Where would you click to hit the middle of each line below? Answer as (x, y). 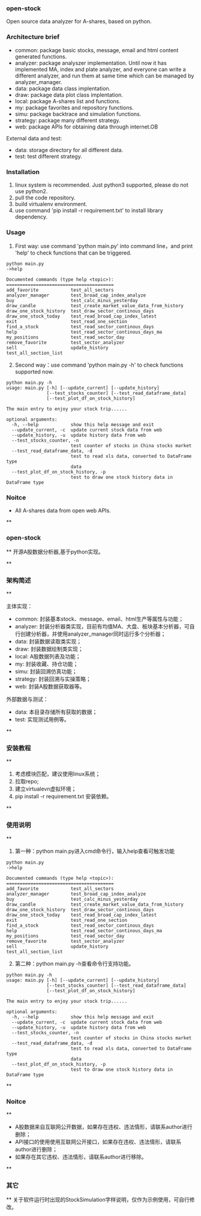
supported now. (34, 372)
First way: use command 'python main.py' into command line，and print (104, 246)
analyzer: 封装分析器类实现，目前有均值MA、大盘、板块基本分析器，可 (102, 627)
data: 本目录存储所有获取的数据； (56, 712)
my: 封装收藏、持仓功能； (46, 664)
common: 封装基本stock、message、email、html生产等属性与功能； (99, 619)
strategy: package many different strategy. (67, 120)
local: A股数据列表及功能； (48, 657)
